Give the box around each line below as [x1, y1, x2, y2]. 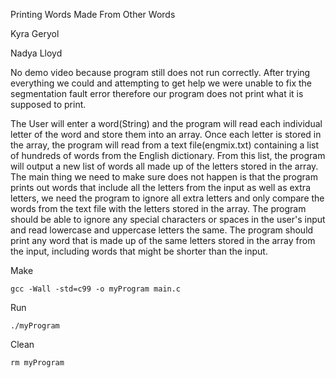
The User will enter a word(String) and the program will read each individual [10, 118, 323, 129]
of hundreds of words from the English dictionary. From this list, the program [10, 150, 326, 161]
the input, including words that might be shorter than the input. [10, 245, 268, 257]
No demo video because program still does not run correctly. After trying [10, 67, 311, 78]
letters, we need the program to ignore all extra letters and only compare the [10, 192, 325, 204]
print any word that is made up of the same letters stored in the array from [10, 235, 316, 246]
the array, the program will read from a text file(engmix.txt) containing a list [10, 139, 320, 151]
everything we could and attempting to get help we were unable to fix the [10, 77, 313, 89]
